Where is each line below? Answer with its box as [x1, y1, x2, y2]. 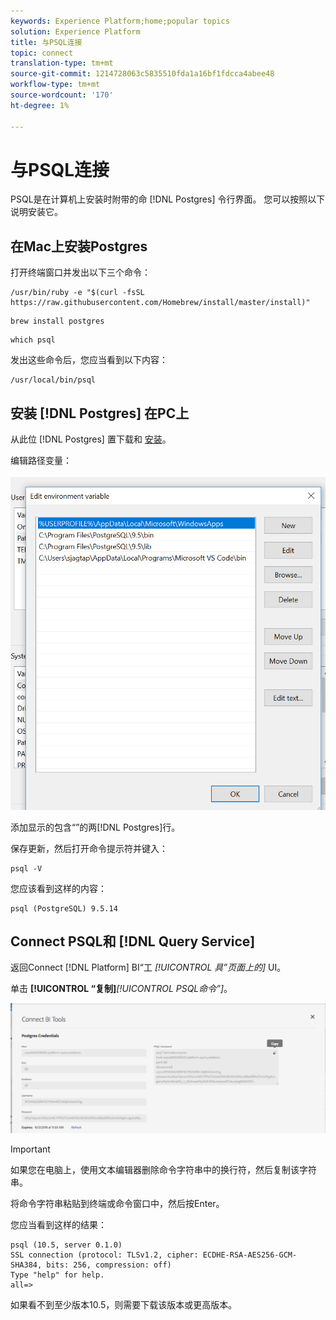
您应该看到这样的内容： [10, 882, 107, 894]
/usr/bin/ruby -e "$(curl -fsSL [10, 288, 145, 298]
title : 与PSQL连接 [10, 37, 83, 47]
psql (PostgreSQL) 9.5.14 [10, 903, 118, 914]
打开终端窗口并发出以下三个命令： [10, 266, 151, 279]
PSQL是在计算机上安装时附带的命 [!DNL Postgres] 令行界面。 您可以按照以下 [10, 193, 326, 205]
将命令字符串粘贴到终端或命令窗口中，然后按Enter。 [10, 1197, 225, 1209]
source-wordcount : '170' [10, 90, 114, 100]
